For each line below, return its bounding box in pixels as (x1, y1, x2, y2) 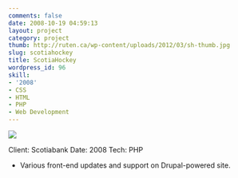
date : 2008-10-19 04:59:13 (8, 19, 98, 27)
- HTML (8, 93, 30, 101)
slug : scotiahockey (8, 49, 73, 57)
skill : (8, 71, 30, 79)
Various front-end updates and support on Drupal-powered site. (19, 160, 231, 170)
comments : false (8, 11, 62, 20)
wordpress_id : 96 (8, 64, 66, 72)
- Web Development (8, 109, 69, 117)
